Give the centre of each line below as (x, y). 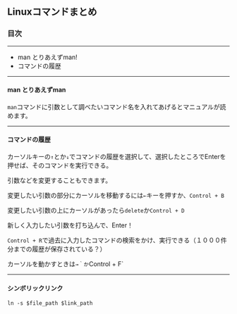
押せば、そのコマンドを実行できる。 (60, 165)
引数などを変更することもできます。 (60, 180)
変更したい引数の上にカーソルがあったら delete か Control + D (96, 211)
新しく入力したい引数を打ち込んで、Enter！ (71, 225)
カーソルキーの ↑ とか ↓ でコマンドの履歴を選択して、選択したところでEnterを (117, 157)
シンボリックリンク (35, 288)
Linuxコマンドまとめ (52, 12)
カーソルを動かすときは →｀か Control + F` (66, 264)
